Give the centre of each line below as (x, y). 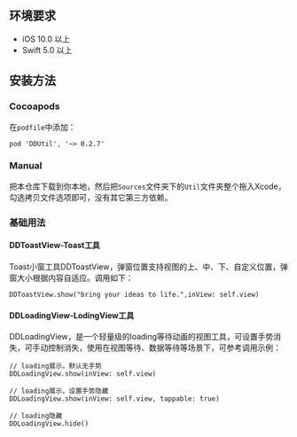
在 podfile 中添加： (43, 127)
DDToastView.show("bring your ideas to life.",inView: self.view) (134, 294)
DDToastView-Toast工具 (55, 246)
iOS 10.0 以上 (46, 39)
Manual (26, 166)
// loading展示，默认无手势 (55, 366)
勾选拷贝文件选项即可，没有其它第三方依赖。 (91, 197)
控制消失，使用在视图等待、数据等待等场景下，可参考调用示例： (164, 347)
